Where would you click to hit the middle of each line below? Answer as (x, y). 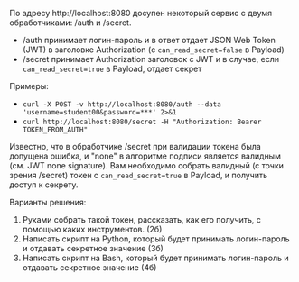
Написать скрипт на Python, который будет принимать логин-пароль (156, 239)
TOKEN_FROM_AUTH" (55, 130)
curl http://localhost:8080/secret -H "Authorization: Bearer (142, 122)
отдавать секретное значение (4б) (89, 268)
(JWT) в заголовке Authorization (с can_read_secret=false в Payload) (153, 50)
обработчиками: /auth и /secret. (70, 23)
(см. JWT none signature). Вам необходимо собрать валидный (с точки (147, 165)
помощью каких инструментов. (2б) (92, 229)
